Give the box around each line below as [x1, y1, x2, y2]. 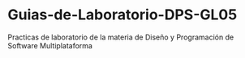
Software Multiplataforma [7, 40, 92, 50]
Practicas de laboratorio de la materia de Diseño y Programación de [7, 32, 234, 42]
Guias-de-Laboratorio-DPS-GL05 [7, 6, 238, 24]
